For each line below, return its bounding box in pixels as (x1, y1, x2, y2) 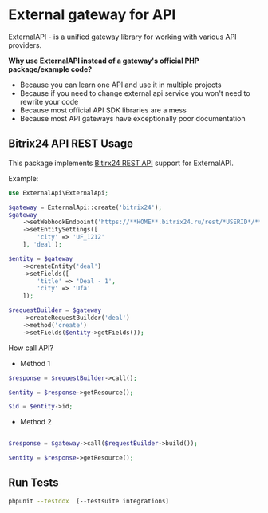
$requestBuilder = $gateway (8, 306, 102, 314)
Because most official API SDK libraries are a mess (19, 105, 187, 115)
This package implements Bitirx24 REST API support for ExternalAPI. (8, 158, 234, 168)
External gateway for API (8, 6, 176, 24)
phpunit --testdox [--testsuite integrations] (8, 497, 170, 505)
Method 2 (19, 417, 52, 427)
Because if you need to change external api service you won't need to (19, 88, 250, 97)
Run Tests (8, 476, 59, 490)
